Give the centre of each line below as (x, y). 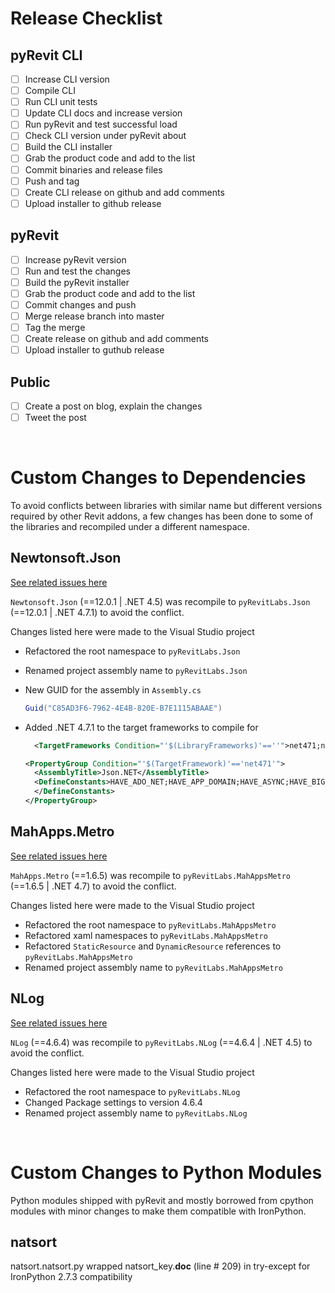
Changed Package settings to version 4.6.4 (113, 1102)
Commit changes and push (80, 304)
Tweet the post (55, 417)
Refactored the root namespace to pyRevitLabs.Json (132, 651)
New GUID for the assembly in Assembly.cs (113, 689)
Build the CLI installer (68, 147)
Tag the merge (55, 327)
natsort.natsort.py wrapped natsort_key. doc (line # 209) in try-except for (160, 1266)
